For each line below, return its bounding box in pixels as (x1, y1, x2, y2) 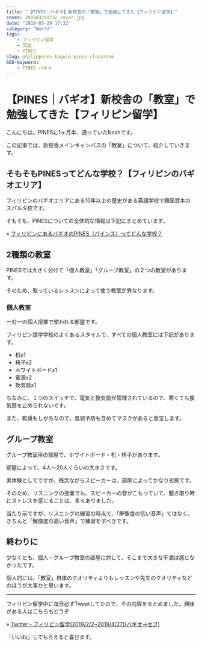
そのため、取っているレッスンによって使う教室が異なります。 (6, 287, 158, 294)
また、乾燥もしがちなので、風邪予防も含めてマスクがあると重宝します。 (6, 415, 185, 422)
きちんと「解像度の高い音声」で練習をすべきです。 (6, 518, 132, 525)
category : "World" (6, 25, 52, 32)
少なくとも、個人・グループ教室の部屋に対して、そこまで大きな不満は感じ (6, 554, 190, 561)
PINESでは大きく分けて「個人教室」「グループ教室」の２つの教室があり (6, 266, 182, 274)
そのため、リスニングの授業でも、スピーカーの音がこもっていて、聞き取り (6, 489, 190, 497)
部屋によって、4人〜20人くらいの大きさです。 (6, 464, 121, 471)
